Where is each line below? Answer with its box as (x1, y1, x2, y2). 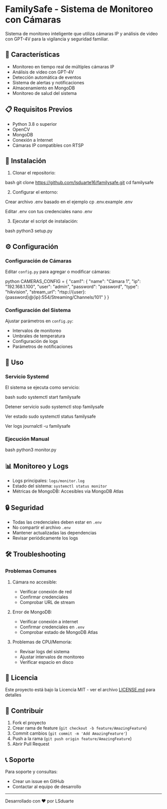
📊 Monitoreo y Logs (5, 462, 69, 470)
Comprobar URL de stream (19, 599, 75, 605)
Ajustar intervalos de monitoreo (19, 654, 84, 660)
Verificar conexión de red (19, 588, 72, 594)
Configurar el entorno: (12, 189, 58, 195)
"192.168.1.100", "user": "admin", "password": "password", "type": (5, 283, 139, 290)
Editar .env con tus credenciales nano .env (5, 209, 93, 215)
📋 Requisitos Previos (5, 105, 73, 114)
